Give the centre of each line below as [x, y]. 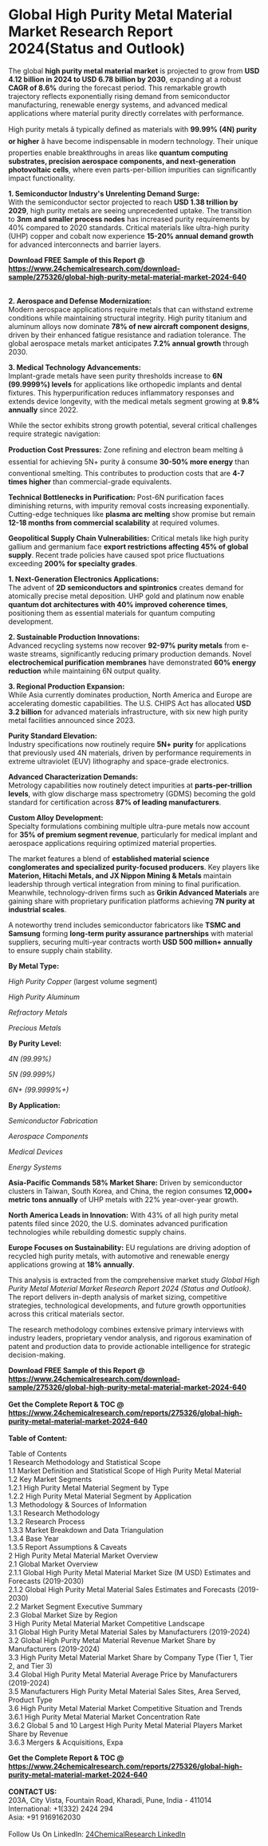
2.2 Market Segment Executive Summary [75, 1606]
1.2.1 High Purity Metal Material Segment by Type [89, 1487]
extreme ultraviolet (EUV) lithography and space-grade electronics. [119, 761]
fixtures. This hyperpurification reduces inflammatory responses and [121, 392]
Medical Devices [36, 1151]
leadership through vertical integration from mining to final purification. [125, 883]
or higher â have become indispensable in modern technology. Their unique [133, 141]
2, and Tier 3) [31, 1665]
